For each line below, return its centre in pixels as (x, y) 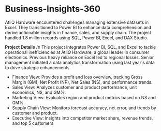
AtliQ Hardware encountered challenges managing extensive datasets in (77, 22)
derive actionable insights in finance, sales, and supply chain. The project (78, 32)
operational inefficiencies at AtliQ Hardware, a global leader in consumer (77, 52)
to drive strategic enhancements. (38, 67)
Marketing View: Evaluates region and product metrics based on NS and (84, 97)
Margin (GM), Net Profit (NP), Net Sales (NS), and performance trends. (82, 82)
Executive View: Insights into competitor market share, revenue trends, (82, 118)
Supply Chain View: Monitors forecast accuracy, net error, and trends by (84, 108)
